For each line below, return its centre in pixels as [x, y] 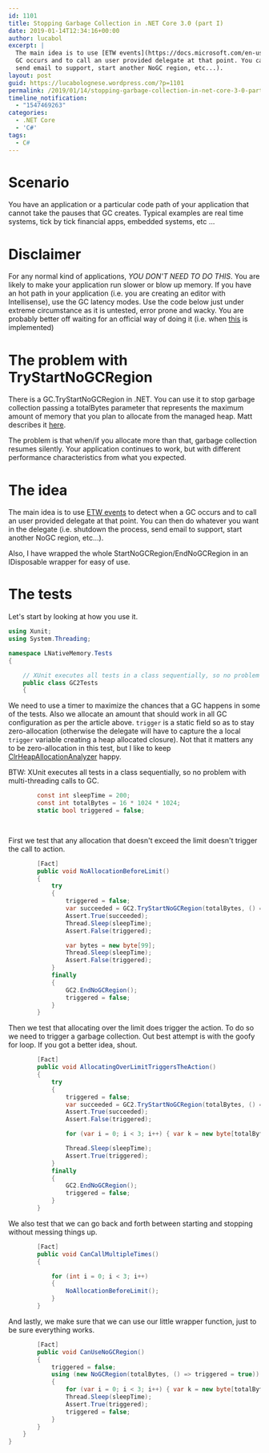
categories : [28, 113]
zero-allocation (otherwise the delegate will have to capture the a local [124, 731]
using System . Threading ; [50, 639]
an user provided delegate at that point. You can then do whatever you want [134, 521]
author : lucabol [35, 38]
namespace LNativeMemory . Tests [60, 653]
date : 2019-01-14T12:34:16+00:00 [64, 31]
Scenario [39, 182]
